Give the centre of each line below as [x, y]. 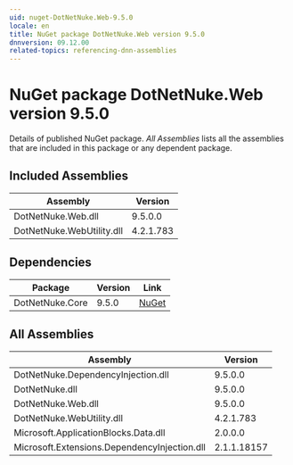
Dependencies [50, 263]
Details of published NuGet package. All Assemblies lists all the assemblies [147, 138]
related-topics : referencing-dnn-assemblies [93, 51]
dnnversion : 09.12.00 [49, 42]
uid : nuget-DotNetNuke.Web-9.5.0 [71, 17]
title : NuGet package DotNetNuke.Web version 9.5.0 [107, 34]
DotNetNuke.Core [51, 303]
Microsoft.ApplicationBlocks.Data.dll [90, 432]
